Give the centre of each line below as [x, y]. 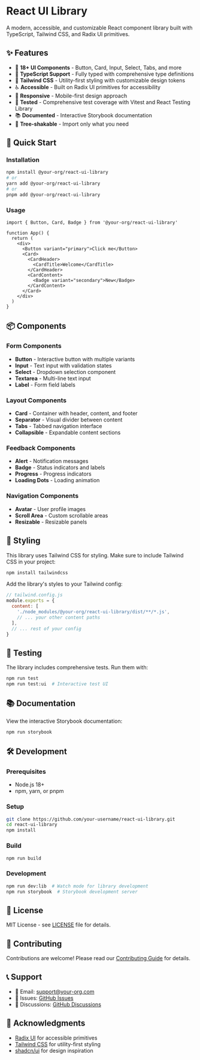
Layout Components [37, 400]
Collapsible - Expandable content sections [68, 433]
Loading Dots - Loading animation [57, 480]
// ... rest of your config [47, 629]
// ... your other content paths [59, 617]
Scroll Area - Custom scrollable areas [61, 515]
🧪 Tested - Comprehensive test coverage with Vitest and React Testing [102, 102]
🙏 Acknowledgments [46, 1023]
